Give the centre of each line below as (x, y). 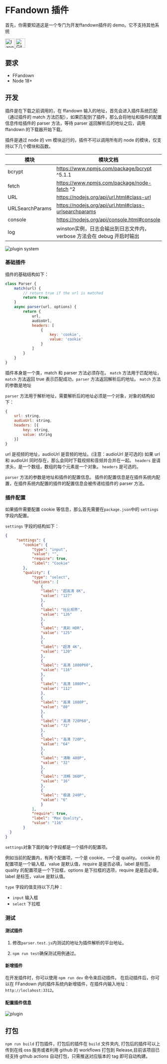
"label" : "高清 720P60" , (66, 721)
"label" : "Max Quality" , (57, 818)
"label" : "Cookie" (51, 563)
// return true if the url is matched (63, 293)
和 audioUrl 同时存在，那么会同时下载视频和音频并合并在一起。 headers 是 (81, 460)
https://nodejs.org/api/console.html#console (108, 219)
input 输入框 (25, 897)
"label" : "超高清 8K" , (63, 591)
